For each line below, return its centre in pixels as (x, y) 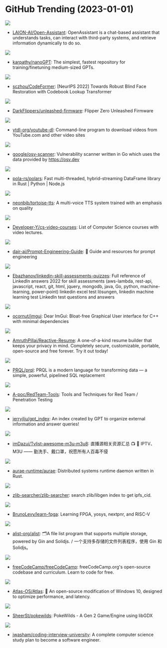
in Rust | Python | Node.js (38, 184)
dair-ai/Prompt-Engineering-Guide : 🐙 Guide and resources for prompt (84, 251)
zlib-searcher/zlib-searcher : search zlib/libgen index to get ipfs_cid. (82, 495)
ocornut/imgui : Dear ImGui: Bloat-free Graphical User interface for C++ (85, 316)
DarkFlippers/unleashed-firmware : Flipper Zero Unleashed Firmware (83, 110)
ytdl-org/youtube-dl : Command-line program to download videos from (85, 130)
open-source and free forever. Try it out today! (60, 351)
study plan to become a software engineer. (56, 640)
